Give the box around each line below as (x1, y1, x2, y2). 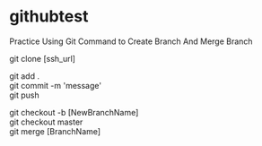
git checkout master (9, 116, 83, 127)
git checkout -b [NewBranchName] (9, 107, 139, 117)
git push (9, 90, 40, 100)
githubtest (9, 6, 89, 27)
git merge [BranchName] (9, 125, 101, 136)
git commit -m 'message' (9, 80, 101, 90)
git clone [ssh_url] (9, 53, 76, 64)
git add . (9, 70, 40, 82)
